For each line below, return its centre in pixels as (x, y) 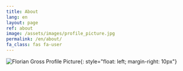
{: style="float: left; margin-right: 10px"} (129, 61)
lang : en (17, 17)
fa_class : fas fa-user (34, 45)
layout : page (22, 22)
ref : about (20, 28)
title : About (22, 12)
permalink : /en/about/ (34, 39)
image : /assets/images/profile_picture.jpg (61, 34)
